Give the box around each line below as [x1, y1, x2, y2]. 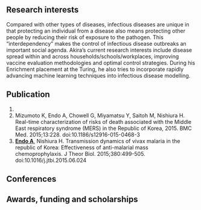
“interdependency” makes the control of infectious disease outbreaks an [6, 40, 187, 47]
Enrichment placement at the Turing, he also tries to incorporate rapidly [6, 66, 184, 73]
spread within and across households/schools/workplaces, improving [6, 52, 179, 60]
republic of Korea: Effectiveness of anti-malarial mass [14, 144, 149, 151]
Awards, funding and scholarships [6, 194, 138, 205]
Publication [6, 90, 50, 100]
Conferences [6, 174, 57, 184]
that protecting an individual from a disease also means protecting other [6, 27, 186, 34]
